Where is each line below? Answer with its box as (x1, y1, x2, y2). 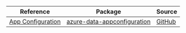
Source (156, 8, 178, 15)
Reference (20, 8, 50, 15)
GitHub (156, 18, 176, 25)
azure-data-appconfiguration (66, 18, 151, 25)
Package (95, 8, 122, 15)
